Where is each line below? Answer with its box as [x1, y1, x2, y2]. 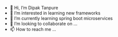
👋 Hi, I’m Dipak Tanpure [9, 5, 58, 10]
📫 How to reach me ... [9, 26, 56, 32]
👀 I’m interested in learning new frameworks [9, 10, 101, 16]
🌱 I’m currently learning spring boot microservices [9, 15, 113, 21]
